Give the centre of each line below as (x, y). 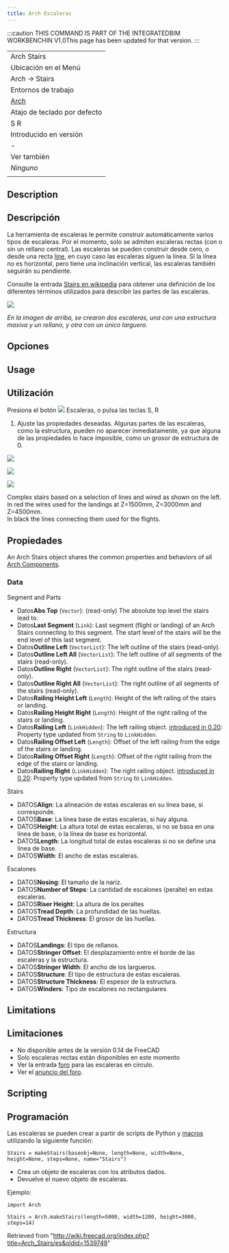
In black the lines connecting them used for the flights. (84, 519)
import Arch (24, 1205)
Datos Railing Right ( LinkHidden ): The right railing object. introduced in (116, 770)
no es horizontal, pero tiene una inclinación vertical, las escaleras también (111, 263)
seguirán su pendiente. (39, 271)
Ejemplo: (19, 1192)
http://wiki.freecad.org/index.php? (101, 1235)
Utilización (30, 393)
